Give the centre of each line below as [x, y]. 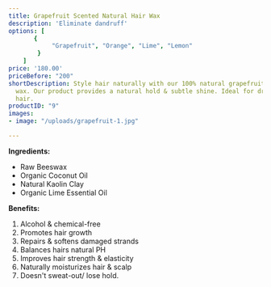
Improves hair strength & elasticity [77, 258]
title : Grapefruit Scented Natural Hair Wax [84, 16]
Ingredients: [29, 151]
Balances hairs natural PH [63, 249]
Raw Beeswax [43, 167]
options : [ [27, 31]
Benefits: [24, 208]
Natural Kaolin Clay [52, 184]
